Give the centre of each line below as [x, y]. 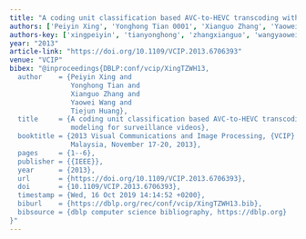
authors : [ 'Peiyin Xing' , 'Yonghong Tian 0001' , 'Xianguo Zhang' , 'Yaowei [154, 26]
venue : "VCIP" [36, 60]
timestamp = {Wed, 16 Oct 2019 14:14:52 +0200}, [112, 195]
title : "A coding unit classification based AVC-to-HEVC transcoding [144, 18]
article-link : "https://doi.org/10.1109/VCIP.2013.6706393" [126, 52]
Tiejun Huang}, [99, 111]
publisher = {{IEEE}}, [61, 161]
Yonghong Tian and [106, 85]
